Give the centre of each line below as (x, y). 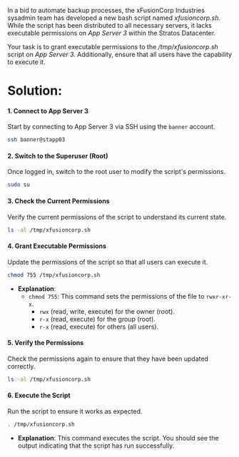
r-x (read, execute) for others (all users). (99, 327)
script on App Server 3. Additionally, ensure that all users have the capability (120, 54)
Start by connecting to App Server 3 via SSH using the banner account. (111, 127)
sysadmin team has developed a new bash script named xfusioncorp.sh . (114, 18)
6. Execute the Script (39, 396)
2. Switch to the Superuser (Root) (58, 155)
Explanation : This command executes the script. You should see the (118, 438)
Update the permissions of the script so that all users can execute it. (108, 262)
